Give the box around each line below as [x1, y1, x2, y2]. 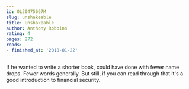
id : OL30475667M [6, 8, 46, 15]
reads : [6, 42, 23, 48]
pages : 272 [6, 36, 33, 42]
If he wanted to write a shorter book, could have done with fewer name [6, 63, 180, 71]
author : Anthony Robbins [6, 25, 68, 31]
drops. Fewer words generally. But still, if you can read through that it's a [6, 69, 184, 77]
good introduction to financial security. [6, 76, 101, 83]
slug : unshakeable [6, 14, 52, 20]
